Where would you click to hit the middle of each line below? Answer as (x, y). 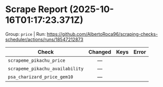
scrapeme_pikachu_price (37, 60)
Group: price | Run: (25, 34)
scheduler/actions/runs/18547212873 (44, 39)
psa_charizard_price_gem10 (40, 77)
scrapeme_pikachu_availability (46, 69)
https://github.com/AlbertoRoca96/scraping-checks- (102, 34)
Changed (100, 52)
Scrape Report (36, 9)
